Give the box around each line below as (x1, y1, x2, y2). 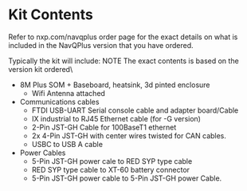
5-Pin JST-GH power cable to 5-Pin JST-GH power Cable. (31, 173, 222, 183)
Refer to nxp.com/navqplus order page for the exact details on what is (8, 32, 238, 42)
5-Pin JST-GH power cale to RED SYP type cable (31, 156, 193, 165)
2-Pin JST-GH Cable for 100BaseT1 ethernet (31, 122, 177, 132)
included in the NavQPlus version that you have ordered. (8, 40, 194, 50)
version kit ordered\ (8, 64, 73, 74)
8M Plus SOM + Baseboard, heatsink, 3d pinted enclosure (19, 80, 210, 90)
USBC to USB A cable (31, 139, 104, 149)
